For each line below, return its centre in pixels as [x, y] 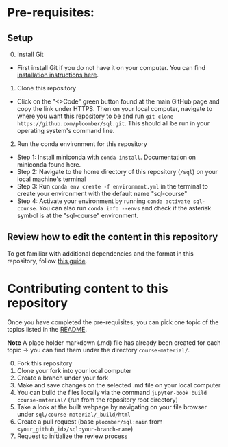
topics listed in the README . [47, 329]
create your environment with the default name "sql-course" [102, 194]
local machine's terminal [51, 179]
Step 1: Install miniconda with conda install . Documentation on [106, 157]
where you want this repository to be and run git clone [95, 116]
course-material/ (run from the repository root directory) [97, 400]
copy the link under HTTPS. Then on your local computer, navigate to [115, 109]
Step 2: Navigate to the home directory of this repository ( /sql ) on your [117, 172]
